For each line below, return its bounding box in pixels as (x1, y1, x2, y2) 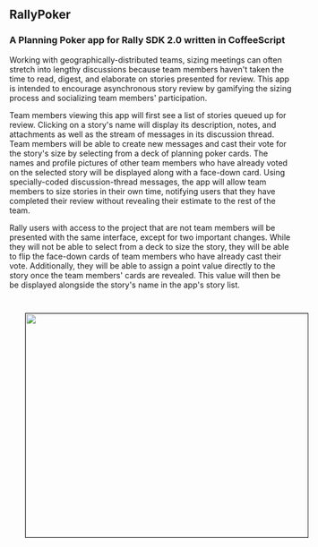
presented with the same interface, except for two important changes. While (9, 232, 291, 243)
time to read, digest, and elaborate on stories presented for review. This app (9, 73, 289, 84)
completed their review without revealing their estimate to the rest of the (9, 195, 276, 206)
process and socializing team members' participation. (9, 92, 208, 103)
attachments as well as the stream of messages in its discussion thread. (9, 129, 275, 140)
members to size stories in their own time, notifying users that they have (9, 185, 276, 196)
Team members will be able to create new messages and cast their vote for (9, 138, 287, 149)
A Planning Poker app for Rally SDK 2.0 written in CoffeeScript (9, 34, 286, 47)
